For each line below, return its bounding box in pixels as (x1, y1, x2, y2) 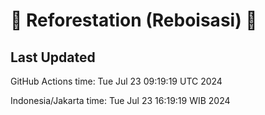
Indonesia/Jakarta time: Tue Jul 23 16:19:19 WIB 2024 (10, 95, 231, 106)
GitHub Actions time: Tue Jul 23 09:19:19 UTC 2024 (10, 75, 223, 87)
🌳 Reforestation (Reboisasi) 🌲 (10, 9, 258, 32)
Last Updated (10, 49, 96, 66)
